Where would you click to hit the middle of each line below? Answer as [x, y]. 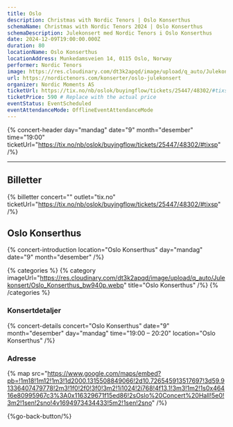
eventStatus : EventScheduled [49, 104]
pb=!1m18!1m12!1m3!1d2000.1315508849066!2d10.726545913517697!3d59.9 [116, 381]
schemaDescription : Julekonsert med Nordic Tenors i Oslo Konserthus [110, 33]
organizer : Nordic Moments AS [51, 84]
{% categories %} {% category [51, 271]
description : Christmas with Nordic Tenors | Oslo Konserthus [99, 20]
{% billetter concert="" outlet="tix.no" [61, 197]
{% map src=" [27, 373]
